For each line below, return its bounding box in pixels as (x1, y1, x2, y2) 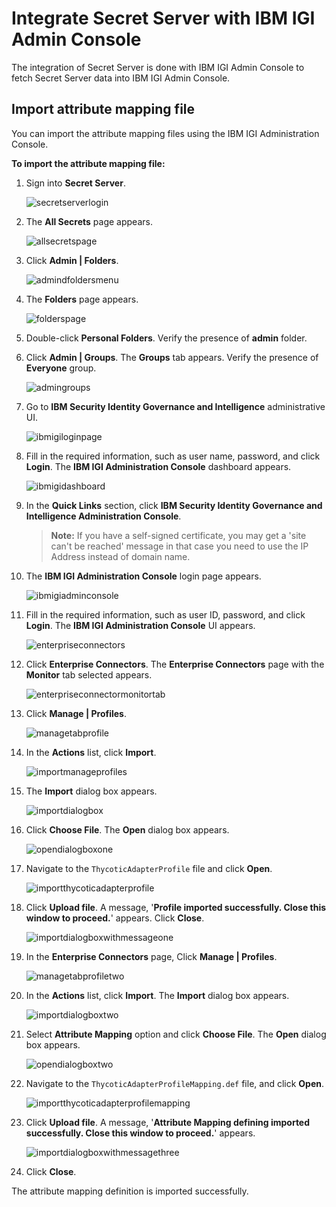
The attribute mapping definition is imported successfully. (11, 1185, 249, 1197)
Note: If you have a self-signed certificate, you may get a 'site (50, 529, 307, 541)
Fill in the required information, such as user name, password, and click (25, 450, 321, 462)
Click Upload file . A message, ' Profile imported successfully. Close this (25, 901, 327, 913)
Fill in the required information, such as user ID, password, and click (25, 608, 306, 621)
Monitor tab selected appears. (25, 668, 153, 681)
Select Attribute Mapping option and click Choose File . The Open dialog (25, 1028, 327, 1040)
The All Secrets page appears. (25, 215, 153, 227)
